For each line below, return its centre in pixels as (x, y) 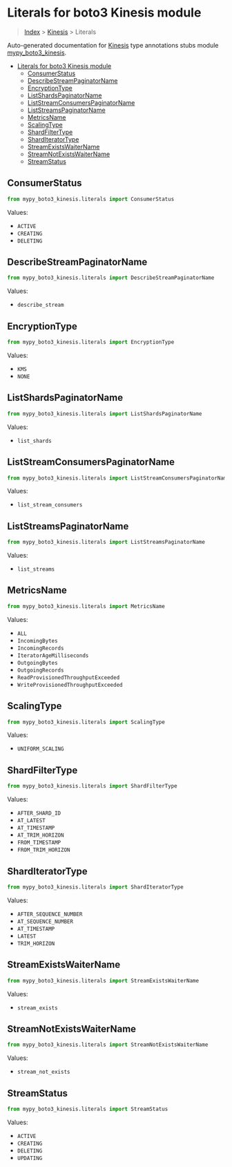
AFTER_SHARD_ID (39, 813)
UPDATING (30, 1158)
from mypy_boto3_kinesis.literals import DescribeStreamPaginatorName (111, 278)
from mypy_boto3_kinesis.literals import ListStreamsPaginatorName (106, 542)
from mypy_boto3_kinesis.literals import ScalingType (86, 722)
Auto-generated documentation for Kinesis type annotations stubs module (113, 45)
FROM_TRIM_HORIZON (43, 850)
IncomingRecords (40, 648)
